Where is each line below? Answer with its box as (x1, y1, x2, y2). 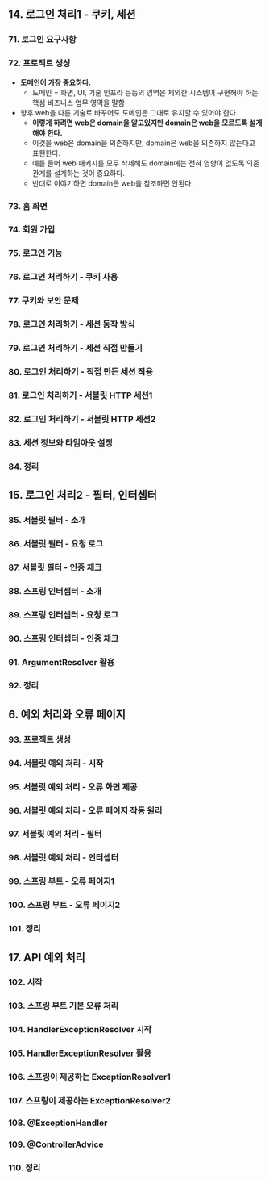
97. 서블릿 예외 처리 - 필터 (8, 828, 102, 839)
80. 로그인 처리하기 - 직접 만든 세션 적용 (8, 366, 153, 377)
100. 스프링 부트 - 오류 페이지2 (8, 899, 121, 910)
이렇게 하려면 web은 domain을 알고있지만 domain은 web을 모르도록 (31, 118, 248, 128)
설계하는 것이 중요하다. (53, 168, 125, 178)
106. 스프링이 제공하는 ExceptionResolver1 (8, 1072, 171, 1083)
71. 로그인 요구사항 (8, 34, 77, 45)
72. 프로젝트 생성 (8, 57, 71, 69)
